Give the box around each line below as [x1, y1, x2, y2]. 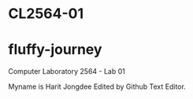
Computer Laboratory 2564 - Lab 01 [8, 67, 126, 76]
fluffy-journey [8, 41, 102, 59]
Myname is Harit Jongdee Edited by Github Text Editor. [8, 82, 187, 91]
